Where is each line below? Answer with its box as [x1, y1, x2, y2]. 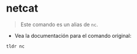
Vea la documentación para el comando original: [14, 32, 132, 39]
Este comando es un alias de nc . [20, 21, 98, 28]
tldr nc [6, 43, 25, 49]
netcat [6, 2, 39, 15]
